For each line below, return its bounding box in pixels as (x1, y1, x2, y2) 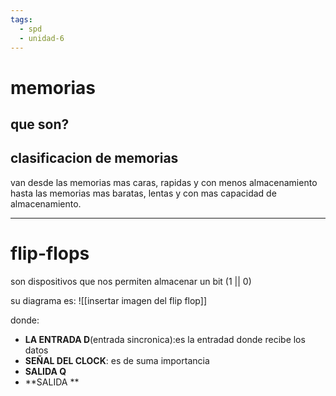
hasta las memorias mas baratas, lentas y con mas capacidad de (10, 187, 277, 199)
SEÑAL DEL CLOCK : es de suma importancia (24, 354, 210, 366)
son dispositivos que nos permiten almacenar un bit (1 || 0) (10, 275, 252, 287)
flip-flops (10, 242, 90, 265)
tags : (10, 14, 33, 25)
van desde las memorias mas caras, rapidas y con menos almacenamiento (10, 176, 318, 188)
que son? (10, 116, 70, 133)
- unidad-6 (19, 33, 65, 43)
